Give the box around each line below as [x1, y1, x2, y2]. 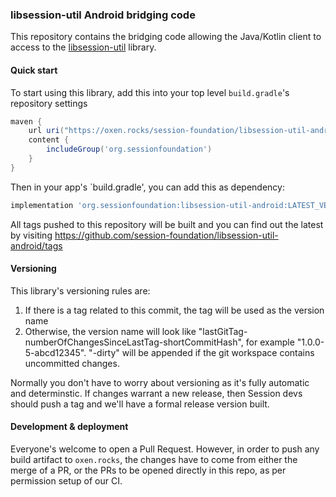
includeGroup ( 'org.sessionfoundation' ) [46, 144, 213, 155]
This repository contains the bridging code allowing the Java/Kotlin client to [10, 31, 322, 43]
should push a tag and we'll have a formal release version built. [10, 398, 270, 410]
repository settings [10, 97, 88, 109]
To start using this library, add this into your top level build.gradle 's [10, 86, 290, 98]
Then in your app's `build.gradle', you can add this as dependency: [10, 181, 285, 193]
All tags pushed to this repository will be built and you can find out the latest [10, 218, 324, 230]
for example [245, 336, 295, 348]
